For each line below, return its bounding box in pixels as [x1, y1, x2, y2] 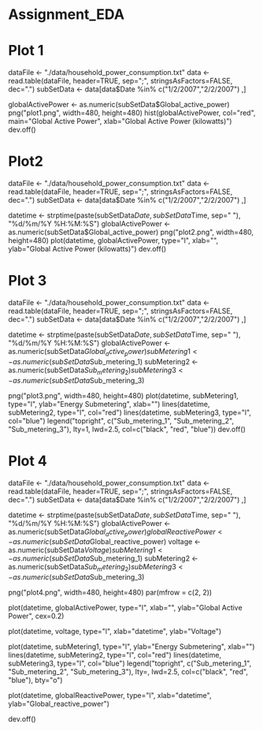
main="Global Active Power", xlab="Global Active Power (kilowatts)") [8, 117, 232, 126]
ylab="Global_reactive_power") [8, 699, 110, 709]
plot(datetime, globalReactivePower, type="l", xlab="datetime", [8, 691, 212, 700]
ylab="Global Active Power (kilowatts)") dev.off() [8, 244, 167, 254]
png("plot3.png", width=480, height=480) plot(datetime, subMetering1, [8, 390, 239, 400]
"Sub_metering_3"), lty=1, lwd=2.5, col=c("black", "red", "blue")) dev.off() [8, 424, 246, 434]
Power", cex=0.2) [8, 611, 65, 621]
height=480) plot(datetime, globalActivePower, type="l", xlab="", [8, 236, 219, 245]
